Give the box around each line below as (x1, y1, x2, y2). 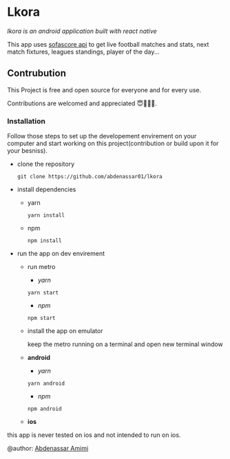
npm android (27, 405, 62, 413)
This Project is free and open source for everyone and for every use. (7, 85, 202, 94)
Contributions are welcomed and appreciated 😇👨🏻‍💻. (7, 99, 157, 107)
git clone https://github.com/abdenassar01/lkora (17, 173, 163, 180)
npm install (27, 237, 62, 244)
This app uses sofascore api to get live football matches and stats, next (7, 40, 209, 48)
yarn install (27, 212, 65, 219)
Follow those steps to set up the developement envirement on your (7, 132, 197, 140)
